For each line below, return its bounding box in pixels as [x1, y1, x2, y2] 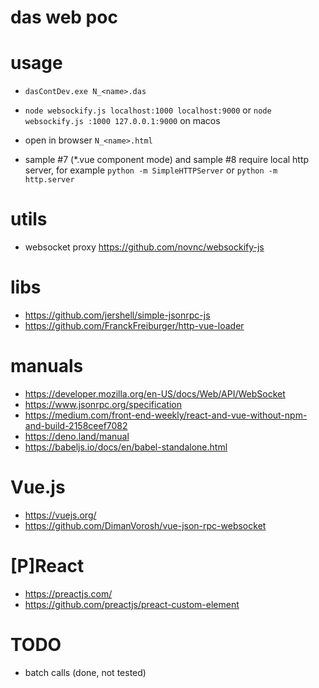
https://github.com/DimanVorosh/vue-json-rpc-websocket [24, 519, 267, 531]
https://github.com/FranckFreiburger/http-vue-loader [24, 320, 245, 331]
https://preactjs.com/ [24, 587, 113, 600]
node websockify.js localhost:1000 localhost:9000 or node [24, 104, 272, 116]
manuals [10, 355, 84, 378]
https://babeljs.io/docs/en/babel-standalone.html [24, 441, 228, 453]
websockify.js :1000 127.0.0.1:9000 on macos [24, 115, 221, 127]
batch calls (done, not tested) [24, 666, 147, 678]
